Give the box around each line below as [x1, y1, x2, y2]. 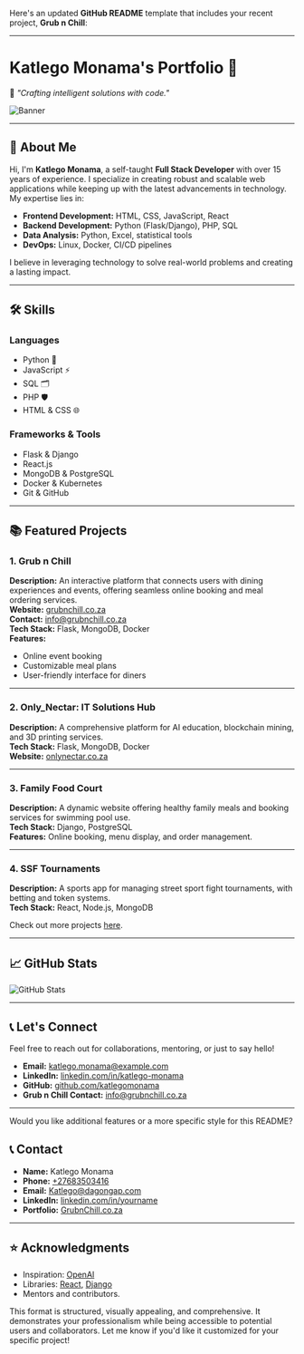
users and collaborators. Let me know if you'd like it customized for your [9, 1325, 279, 1336]
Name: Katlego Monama [22, 1165, 114, 1176]
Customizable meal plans [22, 661, 118, 672]
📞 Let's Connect [9, 1019, 98, 1034]
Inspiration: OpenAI [22, 1269, 95, 1280]
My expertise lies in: [9, 192, 84, 203]
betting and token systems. [9, 893, 111, 904]
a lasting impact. [9, 266, 71, 277]
